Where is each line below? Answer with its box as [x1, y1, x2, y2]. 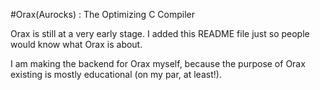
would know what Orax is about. [10, 39, 143, 50]
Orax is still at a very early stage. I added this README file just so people [10, 28, 310, 39]
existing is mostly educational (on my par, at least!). [10, 69, 222, 80]
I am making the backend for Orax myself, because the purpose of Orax [10, 58, 306, 69]
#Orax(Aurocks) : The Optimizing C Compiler [10, 9, 195, 20]
